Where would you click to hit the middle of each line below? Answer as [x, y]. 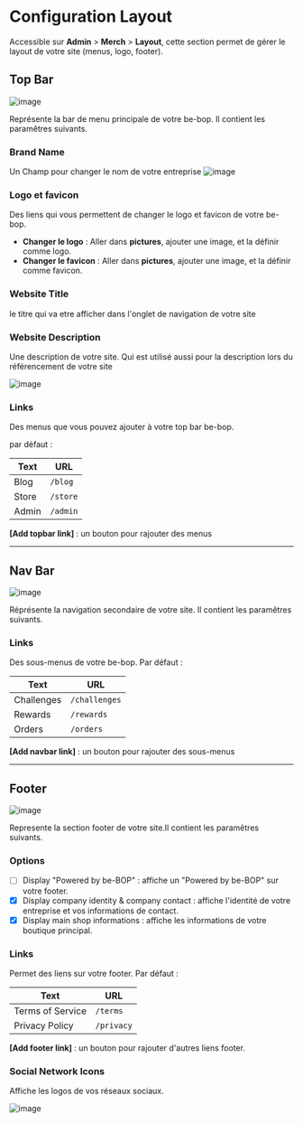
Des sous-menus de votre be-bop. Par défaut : [96, 662]
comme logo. [47, 251]
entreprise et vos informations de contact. [100, 911]
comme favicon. [52, 271]
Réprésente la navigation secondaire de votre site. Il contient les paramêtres [151, 610]
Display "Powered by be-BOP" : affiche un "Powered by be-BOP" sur [151, 880]
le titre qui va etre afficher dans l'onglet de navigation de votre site [133, 314]
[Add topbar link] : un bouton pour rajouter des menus [111, 534]
